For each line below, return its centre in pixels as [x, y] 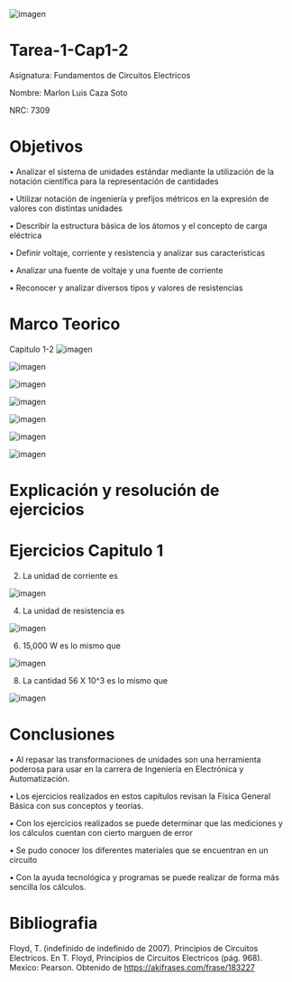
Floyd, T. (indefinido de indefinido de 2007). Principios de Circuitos [134, 948]
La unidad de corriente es [70, 575]
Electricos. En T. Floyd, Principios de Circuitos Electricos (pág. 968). [136, 958]
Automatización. [40, 778]
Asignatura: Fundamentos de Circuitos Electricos [100, 75]
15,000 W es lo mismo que [72, 646]
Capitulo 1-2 [32, 349]
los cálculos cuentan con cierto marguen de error [101, 832]
